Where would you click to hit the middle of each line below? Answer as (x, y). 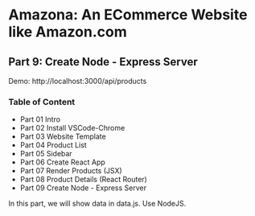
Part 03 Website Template (63, 137)
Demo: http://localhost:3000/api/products (78, 81)
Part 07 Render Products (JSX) (71, 171)
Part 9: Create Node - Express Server (103, 62)
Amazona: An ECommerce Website (128, 15)
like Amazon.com (68, 32)
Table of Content (42, 102)
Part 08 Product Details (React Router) (83, 180)
